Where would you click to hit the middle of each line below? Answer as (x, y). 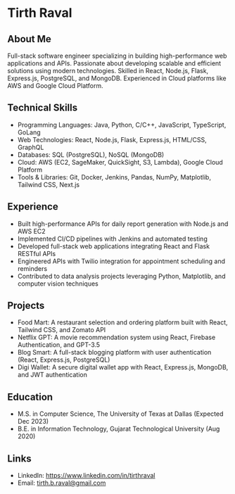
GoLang (29, 132)
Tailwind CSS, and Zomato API (62, 330)
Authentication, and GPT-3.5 (59, 345)
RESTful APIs (37, 253)
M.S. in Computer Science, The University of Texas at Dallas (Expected (120, 414)
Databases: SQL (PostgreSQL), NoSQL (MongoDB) (91, 154)
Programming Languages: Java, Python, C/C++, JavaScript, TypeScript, (122, 125)
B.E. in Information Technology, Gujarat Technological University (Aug (119, 429)
